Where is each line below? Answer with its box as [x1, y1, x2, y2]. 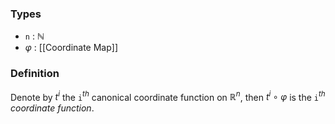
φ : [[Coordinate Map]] [24, 42, 118, 54]
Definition [10, 67, 60, 81]
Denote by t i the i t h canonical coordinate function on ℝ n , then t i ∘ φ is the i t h [10, 89, 326, 103]
